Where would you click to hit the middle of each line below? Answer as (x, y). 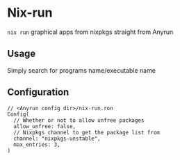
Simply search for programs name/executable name (82, 70)
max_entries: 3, (37, 144)
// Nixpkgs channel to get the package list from (87, 132)
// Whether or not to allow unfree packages (79, 120)
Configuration (38, 92)
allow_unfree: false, (45, 126)
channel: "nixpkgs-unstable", (57, 139)
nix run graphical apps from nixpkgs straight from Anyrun (90, 32)
